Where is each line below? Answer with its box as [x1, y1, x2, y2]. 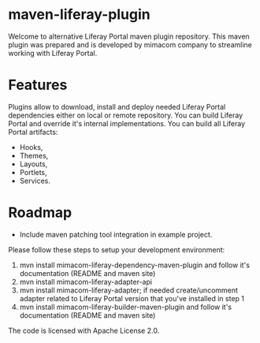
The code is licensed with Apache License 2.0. [8, 326, 160, 335]
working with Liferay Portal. [8, 48, 98, 58]
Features [8, 76, 68, 94]
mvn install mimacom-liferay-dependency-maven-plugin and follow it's [19, 260, 251, 270]
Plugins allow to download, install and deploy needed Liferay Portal [8, 102, 226, 111]
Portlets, [19, 167, 47, 177]
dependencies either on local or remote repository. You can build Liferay [8, 110, 243, 120]
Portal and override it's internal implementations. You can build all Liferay [8, 118, 246, 128]
